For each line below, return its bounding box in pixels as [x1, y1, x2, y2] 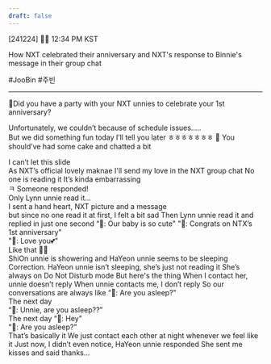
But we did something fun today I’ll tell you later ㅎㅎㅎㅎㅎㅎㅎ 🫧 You [8, 132, 236, 142]
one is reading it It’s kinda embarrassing [8, 174, 141, 184]
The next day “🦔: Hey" [8, 313, 83, 323]
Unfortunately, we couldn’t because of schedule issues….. [8, 123, 202, 132]
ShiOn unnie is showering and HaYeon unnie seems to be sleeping [8, 253, 228, 263]
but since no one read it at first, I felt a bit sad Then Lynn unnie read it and [8, 210, 254, 220]
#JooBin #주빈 [8, 74, 56, 85]
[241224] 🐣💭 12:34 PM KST [8, 34, 98, 44]
